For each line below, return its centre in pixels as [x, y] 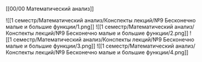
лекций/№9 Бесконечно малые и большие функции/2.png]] [112, 33]
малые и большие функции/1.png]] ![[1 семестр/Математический [90, 27]
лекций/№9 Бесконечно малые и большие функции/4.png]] [112, 52]
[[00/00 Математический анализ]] [50, 9]
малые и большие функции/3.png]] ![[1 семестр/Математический [90, 46]
